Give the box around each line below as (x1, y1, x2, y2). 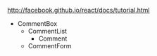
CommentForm (27, 42, 72, 50)
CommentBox (17, 20, 58, 27)
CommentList (27, 27, 68, 35)
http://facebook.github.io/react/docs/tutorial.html (7, 6, 150, 14)
